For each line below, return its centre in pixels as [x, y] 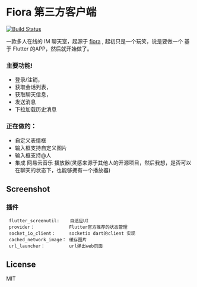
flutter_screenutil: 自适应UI [49, 221]
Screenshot [28, 189]
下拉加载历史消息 [36, 109]
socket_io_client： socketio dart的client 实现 [72, 234]
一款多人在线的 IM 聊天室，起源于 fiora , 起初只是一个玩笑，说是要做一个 [95, 41]
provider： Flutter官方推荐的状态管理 [68, 227]
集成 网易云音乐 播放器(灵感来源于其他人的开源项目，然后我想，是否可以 [103, 163]
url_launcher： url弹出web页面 [55, 246]
